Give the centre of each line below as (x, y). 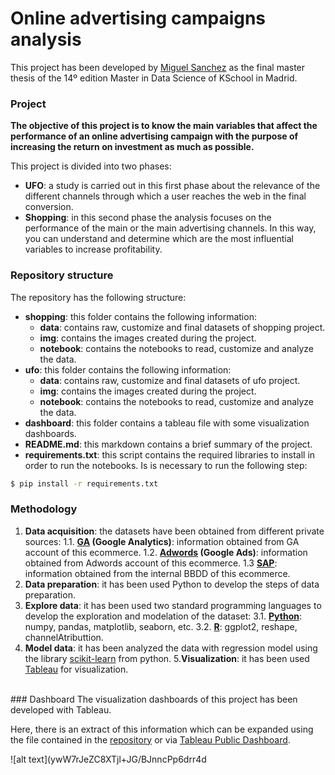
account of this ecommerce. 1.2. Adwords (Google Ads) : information (166, 552)
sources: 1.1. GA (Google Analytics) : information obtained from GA (162, 541)
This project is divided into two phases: (91, 166)
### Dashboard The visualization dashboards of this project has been (154, 699)
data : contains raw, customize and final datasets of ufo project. (170, 380)
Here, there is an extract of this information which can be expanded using (162, 729)
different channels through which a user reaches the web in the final (165, 196)
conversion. (49, 207)
